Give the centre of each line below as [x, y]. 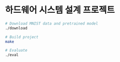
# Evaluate [16, 50]
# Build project [22, 37]
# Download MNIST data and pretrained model [52, 23]
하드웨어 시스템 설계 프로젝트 [60, 10]
